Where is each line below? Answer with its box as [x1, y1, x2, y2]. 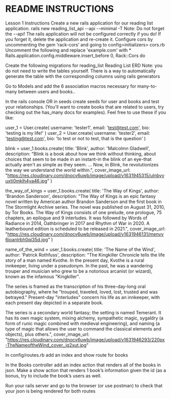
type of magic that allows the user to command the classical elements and [5, 326, 162, 332]
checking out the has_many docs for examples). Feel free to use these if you [5, 109, 166, 115]
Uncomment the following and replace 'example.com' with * [5, 47, 132, 53]
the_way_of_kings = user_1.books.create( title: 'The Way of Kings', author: [5, 187, 160, 194]
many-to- [137, 83, 157, 89]
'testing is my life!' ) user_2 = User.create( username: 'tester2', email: [5, 130, 151, 136]
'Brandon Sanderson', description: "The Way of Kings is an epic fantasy [5, 193, 156, 199]
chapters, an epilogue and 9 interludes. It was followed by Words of [5, 215, 148, 221]
